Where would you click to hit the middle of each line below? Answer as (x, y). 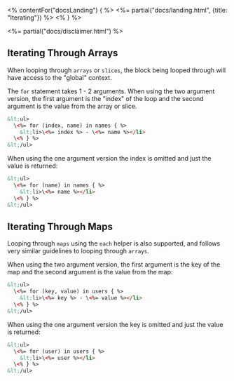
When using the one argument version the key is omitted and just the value (115, 324)
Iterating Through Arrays (63, 53)
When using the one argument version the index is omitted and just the (109, 159)
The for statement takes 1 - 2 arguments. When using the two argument (111, 91)
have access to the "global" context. (60, 77)
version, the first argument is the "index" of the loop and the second (106, 98)
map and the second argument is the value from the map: (90, 272)
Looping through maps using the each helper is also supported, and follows (114, 243)
